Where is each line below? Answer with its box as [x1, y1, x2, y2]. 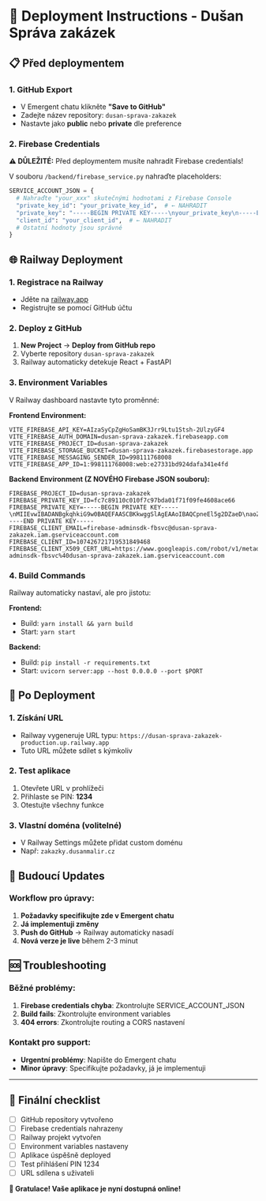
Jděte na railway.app [20, 294, 89, 303]
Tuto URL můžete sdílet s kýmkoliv [20, 746, 133, 755]
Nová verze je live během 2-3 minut [20, 936, 139, 945]
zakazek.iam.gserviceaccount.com [9, 531, 119, 539]
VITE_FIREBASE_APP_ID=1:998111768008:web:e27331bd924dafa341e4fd [9, 460, 228, 469]
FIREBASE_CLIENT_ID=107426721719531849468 [9, 537, 151, 546]
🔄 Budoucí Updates [9, 869, 105, 883]
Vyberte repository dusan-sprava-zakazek [20, 349, 155, 359]
